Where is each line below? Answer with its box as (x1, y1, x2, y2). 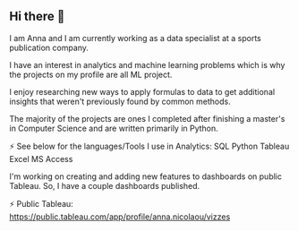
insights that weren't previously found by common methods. (9, 96, 231, 107)
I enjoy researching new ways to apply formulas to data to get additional (9, 86, 276, 97)
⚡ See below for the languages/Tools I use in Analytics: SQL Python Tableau (9, 141, 290, 151)
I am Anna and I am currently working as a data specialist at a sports (9, 32, 261, 43)
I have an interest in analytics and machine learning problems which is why (9, 59, 285, 70)
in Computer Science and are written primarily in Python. (9, 123, 219, 133)
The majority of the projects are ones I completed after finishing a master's (9, 113, 285, 124)
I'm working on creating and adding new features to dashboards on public (9, 171, 282, 182)
